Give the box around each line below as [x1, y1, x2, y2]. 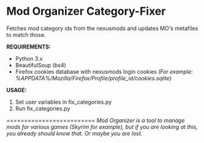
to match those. [6, 31, 46, 38]
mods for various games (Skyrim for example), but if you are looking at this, [6, 123, 198, 130]
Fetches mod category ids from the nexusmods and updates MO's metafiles [6, 25, 198, 32]
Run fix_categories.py [15, 104, 70, 112]
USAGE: [6, 86, 27, 93]
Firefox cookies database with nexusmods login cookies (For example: [15, 68, 193, 75]
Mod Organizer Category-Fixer [6, 4, 166, 18]
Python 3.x [15, 55, 43, 62]
